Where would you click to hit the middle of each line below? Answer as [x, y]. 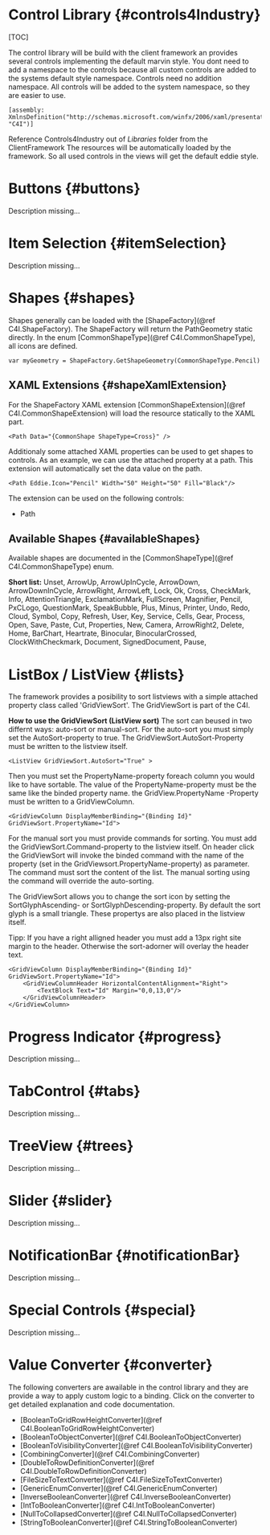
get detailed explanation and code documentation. [92, 1404]
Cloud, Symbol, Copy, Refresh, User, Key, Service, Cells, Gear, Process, [127, 616]
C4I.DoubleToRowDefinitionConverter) [83, 1471]
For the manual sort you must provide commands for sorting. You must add [133, 838]
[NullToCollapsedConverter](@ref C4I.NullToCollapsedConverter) [128, 1513]
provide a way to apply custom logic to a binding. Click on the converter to [131, 1395]
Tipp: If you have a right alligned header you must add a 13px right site [125, 938]
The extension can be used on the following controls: [96, 498]
